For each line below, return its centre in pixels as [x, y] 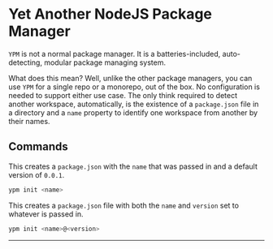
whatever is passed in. [46, 214]
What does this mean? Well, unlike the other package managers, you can [130, 78]
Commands [39, 147]
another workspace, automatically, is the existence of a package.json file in [134, 104]
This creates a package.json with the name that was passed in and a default [133, 166]
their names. [29, 121]
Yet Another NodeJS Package [110, 14]
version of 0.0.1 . [37, 174]
